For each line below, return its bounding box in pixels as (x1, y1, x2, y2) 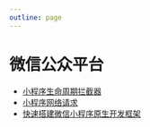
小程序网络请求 (22, 97, 78, 107)
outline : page (9, 13, 63, 22)
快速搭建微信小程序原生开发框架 (22, 108, 141, 119)
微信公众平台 (9, 55, 105, 74)
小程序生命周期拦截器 (22, 86, 101, 97)
